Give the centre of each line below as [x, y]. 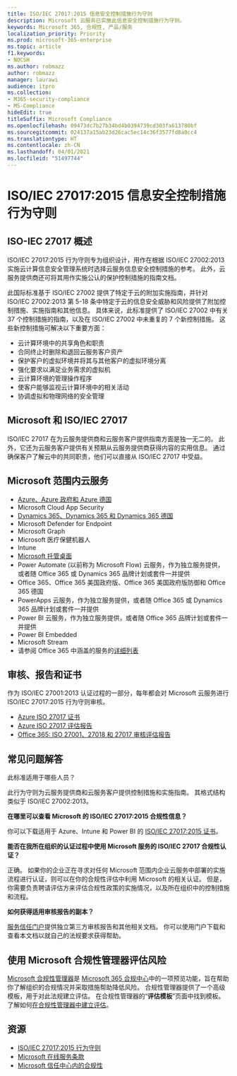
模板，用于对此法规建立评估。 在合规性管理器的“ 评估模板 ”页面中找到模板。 [116, 996]
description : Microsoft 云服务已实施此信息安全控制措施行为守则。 [96, 21]
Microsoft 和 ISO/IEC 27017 [68, 420]
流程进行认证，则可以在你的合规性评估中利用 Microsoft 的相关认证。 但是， [116, 879]
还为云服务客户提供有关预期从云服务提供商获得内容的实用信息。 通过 [126, 448]
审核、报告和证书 [44, 675]
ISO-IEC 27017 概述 [50, 241]
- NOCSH [19, 60]
